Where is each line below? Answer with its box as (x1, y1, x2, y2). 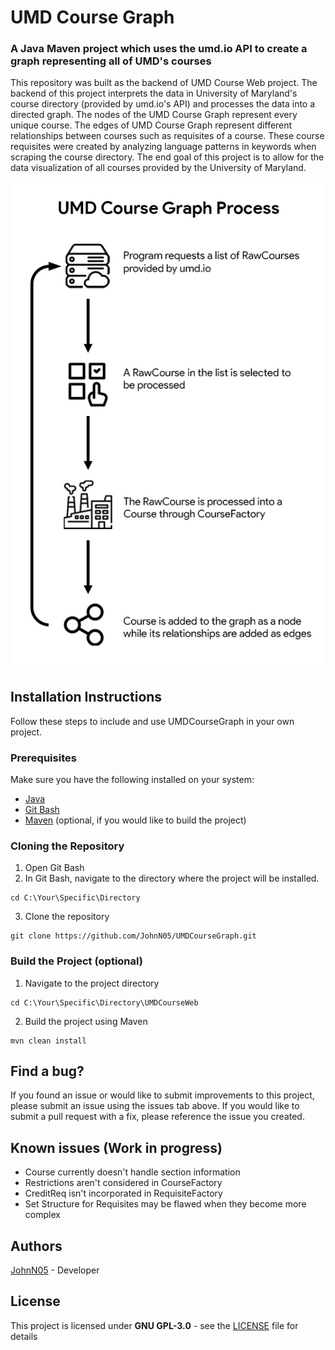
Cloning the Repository (10, 839, 125, 853)
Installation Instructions (10, 689, 163, 706)
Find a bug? (10, 1062, 85, 1080)
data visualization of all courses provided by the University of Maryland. (10, 162, 307, 174)
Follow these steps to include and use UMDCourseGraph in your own (10, 715, 295, 727)
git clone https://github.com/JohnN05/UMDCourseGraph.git (10, 931, 257, 941)
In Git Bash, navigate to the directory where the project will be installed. (24, 872, 320, 885)
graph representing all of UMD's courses (10, 54, 212, 68)
